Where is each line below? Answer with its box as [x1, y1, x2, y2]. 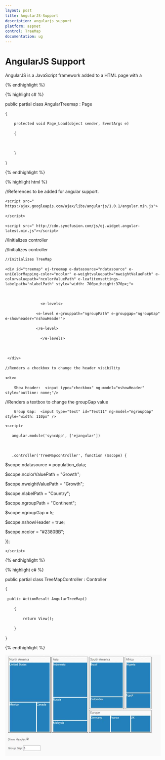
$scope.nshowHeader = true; [5, 519, 65, 525]
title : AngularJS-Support [5, 13, 58, 18]
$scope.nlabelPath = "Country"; [5, 490, 71, 496]
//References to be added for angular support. [5, 188, 99, 194]
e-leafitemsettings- [78, 276, 121, 281]
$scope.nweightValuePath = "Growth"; [5, 481, 84, 487]
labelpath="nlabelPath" [5, 281, 54, 286]
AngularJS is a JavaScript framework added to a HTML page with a [5, 72, 142, 78]
